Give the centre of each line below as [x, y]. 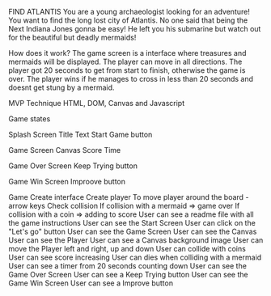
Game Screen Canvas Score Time [65, 150]
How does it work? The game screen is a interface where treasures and [127, 53]
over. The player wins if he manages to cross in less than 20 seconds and [131, 79]
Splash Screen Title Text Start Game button [80, 134]
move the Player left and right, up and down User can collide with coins [127, 249]
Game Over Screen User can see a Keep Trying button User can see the [128, 275]
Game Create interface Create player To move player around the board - [129, 197]
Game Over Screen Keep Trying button [73, 166]
